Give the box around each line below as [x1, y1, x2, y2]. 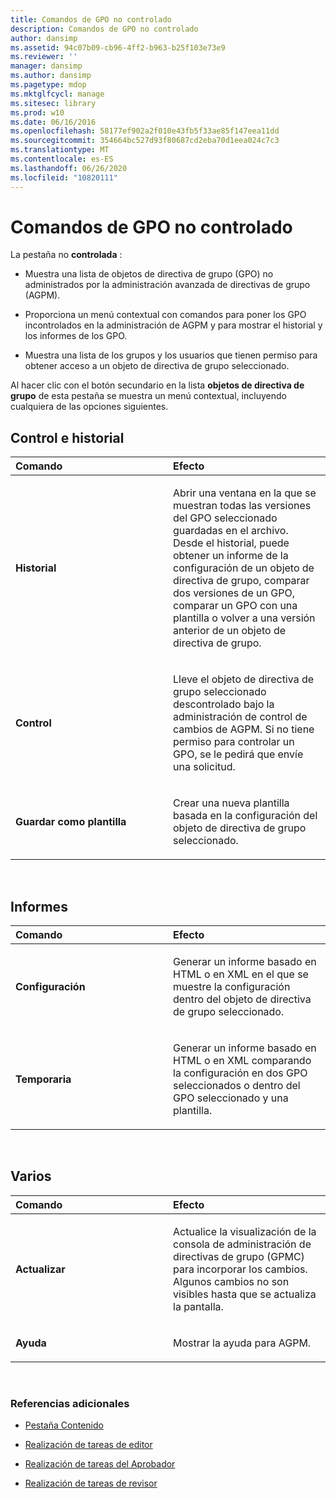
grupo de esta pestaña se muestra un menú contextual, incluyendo [10, 390, 287, 402]
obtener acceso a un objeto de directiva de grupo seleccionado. [24, 360, 290, 372]
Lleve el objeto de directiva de [173, 672, 315, 686]
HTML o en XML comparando [173, 1054, 312, 1068]
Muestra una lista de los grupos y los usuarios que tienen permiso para [24, 349, 318, 361]
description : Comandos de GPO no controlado [10, 24, 199, 34]
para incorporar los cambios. [173, 1262, 308, 1276]
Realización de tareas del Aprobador [24, 1458, 176, 1470]
